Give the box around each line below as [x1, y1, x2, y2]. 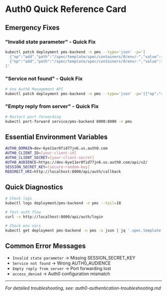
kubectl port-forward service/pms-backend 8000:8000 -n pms [5, 119, 133, 124]
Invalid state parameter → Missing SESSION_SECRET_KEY [12, 255, 136, 261]
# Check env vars [5, 223, 41, 228]
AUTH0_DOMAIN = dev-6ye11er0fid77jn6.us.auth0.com [5, 146, 108, 151]
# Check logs [5, 196, 32, 201]
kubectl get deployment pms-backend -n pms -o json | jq [5, 228, 126, 233]
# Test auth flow [5, 210, 41, 215]
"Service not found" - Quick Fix [5, 75, 83, 82]
